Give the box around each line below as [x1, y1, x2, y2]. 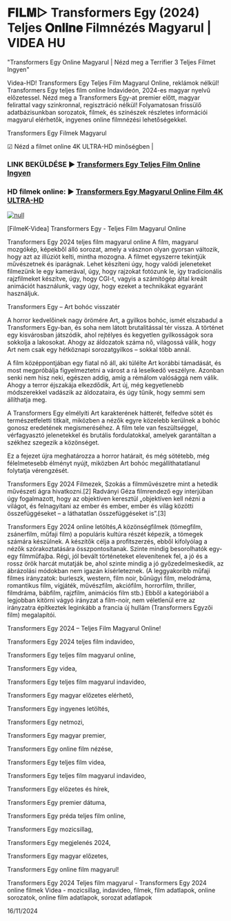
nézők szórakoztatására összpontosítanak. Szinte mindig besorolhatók [7, 545, 208, 553]
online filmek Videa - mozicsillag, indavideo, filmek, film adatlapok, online [7, 886, 216, 895]
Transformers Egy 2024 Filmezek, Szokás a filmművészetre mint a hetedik [7, 480, 219, 488]
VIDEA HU [7, 35, 66, 51]
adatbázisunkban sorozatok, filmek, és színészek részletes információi [7, 108, 208, 116]
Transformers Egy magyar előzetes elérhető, [7, 691, 134, 700]
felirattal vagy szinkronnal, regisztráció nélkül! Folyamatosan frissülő [7, 100, 202, 109]
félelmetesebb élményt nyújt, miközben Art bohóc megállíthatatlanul [7, 459, 201, 467]
